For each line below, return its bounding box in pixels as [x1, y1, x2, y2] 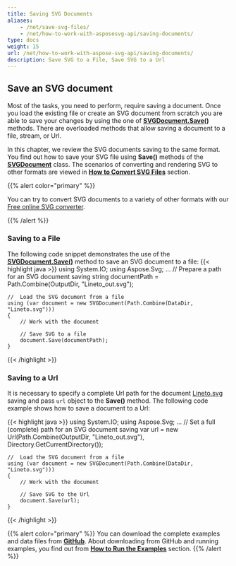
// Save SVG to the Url [20, 491, 90, 498]
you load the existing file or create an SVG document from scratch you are [7, 109, 223, 117]
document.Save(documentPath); [20, 336, 109, 343]
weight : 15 [7, 43, 39, 50]
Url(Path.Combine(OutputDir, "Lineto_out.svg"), [7, 432, 144, 442]
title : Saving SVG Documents [7, 10, 93, 18]
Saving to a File [7, 234, 61, 244]
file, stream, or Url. [7, 131, 62, 140]
